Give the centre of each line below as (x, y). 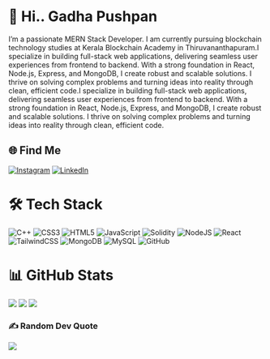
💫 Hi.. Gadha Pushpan (83, 17)
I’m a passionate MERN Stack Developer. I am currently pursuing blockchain (135, 39)
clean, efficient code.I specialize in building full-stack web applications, (128, 90)
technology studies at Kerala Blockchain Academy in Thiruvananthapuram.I (134, 47)
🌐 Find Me (35, 150)
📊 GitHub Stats (61, 275)
